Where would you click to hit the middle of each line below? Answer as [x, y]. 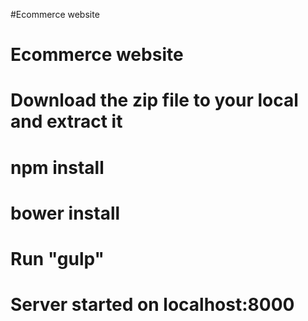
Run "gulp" [57, 258]
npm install [57, 167]
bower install [65, 213]
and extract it [66, 121]
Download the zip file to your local [154, 100]
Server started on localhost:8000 [152, 305]
